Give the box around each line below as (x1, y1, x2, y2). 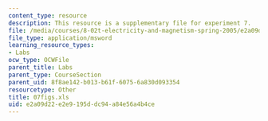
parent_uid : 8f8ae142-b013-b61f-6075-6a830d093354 (8, 78, 180, 86)
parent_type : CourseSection (8, 71, 102, 79)
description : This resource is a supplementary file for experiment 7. (8, 19, 251, 27)
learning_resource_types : (8, 41, 94, 49)
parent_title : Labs (8, 64, 73, 72)
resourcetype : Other (8, 85, 77, 94)
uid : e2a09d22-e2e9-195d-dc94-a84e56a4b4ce (8, 100, 156, 108)
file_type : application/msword (8, 33, 112, 42)
